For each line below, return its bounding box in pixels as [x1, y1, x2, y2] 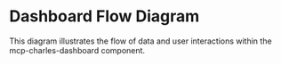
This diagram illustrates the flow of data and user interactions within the [9, 36, 273, 46]
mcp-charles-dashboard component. [9, 44, 145, 55]
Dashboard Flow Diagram [9, 6, 200, 27]
